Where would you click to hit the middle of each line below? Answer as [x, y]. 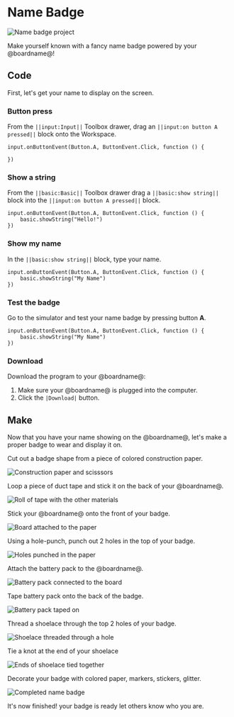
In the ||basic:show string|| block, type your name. [84, 259]
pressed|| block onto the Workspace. [62, 134]
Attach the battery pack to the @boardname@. [76, 569]
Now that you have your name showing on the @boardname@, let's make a [117, 437]
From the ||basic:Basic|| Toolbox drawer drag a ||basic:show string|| [113, 193]
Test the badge [34, 302]
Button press [30, 111]
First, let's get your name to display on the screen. [80, 92]
